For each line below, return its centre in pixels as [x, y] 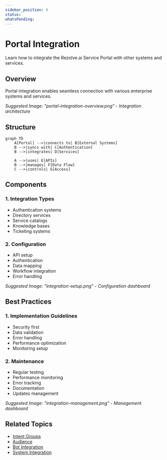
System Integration [32, 452]
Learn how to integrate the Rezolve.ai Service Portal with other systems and [83, 58]
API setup [23, 255]
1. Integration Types [30, 199]
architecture [18, 111]
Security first [26, 327]
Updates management [35, 393]
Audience [22, 441]
